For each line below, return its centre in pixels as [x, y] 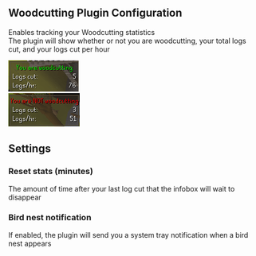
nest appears [30, 243]
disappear [25, 197]
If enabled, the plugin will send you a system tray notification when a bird [128, 235]
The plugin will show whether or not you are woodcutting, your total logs [127, 41]
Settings [30, 149]
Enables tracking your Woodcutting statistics [82, 32]
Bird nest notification [50, 218]
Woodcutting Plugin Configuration [95, 13]
